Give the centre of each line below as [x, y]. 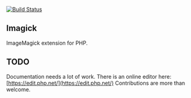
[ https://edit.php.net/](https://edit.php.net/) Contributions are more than [96, 83]
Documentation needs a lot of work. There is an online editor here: [89, 76]
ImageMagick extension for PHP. [47, 43]
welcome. [18, 89]
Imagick [22, 28]
